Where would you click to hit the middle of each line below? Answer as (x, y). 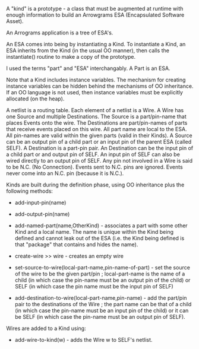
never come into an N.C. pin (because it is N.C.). (65, 173)
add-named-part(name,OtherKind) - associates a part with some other (101, 226)
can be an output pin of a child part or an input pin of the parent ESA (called (99, 142)
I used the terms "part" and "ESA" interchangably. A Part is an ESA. (88, 68)
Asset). (15, 21)
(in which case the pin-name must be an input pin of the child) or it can (102, 310)
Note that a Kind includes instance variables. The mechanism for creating (96, 80)
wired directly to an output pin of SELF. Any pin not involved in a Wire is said (99, 161)
